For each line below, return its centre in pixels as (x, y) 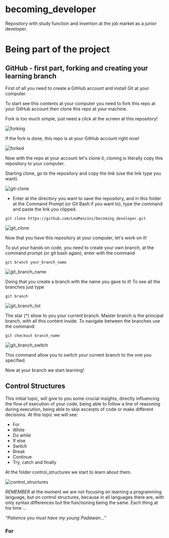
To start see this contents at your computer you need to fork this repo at (80, 103)
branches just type (25, 287)
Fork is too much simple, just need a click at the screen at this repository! (81, 118)
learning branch (31, 76)
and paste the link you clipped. (45, 209)
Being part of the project (58, 50)
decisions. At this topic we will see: (42, 415)
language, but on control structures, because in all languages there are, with (85, 497)
